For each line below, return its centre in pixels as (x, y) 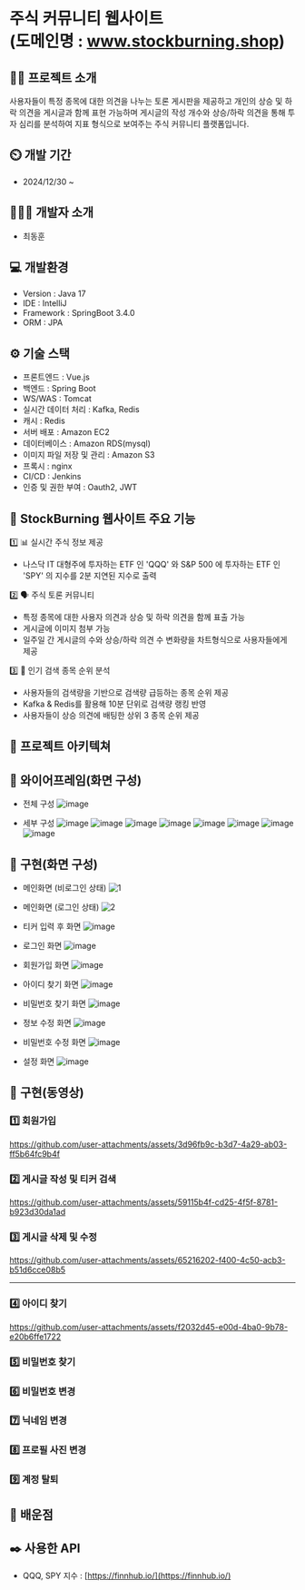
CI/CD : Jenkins (52, 477)
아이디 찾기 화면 (50, 984)
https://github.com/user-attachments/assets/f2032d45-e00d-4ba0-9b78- (149, 1327)
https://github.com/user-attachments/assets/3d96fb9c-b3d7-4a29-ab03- (148, 1144)
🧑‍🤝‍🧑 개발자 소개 (51, 213)
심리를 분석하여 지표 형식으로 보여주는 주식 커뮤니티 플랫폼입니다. (134, 124)
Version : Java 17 (54, 294)
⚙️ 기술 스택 (40, 354)
